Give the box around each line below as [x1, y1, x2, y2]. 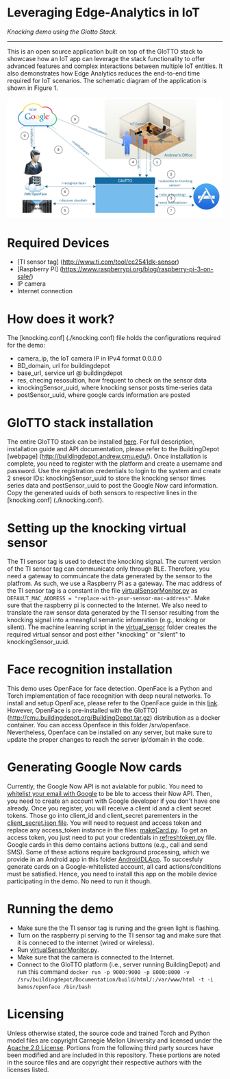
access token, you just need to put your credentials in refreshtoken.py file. [7, 833, 217, 842]
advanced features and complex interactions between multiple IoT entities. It [7, 62, 223, 70]
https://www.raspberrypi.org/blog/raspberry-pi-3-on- [62, 265, 214, 273]
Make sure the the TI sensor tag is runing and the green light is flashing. [16, 924, 220, 932]
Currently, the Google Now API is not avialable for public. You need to [7, 782, 203, 791]
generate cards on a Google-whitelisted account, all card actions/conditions [7, 863, 222, 871]
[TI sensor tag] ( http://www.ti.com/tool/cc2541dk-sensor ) [16, 258, 179, 266]
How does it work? [7, 311, 115, 327]
